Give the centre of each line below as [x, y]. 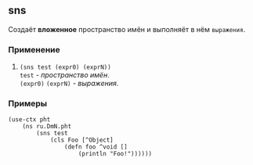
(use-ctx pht [29, 120]
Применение [34, 49]
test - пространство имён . [64, 75]
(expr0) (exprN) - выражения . [69, 84]
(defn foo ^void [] [96, 147]
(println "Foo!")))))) [115, 154]
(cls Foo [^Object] [81, 140]
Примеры [28, 104]
